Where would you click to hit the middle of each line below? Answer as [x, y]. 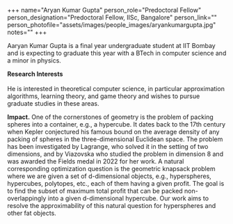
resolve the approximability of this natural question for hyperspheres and [112, 206]
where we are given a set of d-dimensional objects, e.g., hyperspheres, [110, 176]
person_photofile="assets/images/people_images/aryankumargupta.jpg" [112, 25]
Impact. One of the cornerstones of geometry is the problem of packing [110, 117]
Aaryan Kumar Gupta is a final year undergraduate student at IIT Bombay [111, 46]
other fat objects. [32, 213]
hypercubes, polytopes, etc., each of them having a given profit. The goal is [116, 183]
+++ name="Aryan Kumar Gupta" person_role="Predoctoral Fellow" [104, 10]
